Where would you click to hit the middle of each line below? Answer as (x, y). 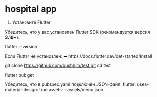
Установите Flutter (31, 22)
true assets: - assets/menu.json (71, 89)
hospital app (31, 9)
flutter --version (21, 46)
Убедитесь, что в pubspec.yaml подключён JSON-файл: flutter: (71, 84)
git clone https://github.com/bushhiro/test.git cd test (58, 65)
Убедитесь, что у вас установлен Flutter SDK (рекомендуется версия (78, 32)
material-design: (22, 89)
